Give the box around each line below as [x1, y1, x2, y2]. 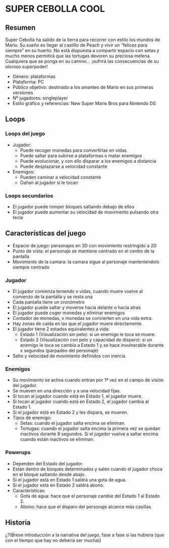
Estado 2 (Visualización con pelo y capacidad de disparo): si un [20, 337, 152, 343]
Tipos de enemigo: [12, 415, 52, 421]
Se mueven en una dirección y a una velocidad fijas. [12, 388, 121, 394]
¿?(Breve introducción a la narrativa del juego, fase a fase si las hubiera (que [5, 532, 164, 538]
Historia [5, 518, 31, 527]
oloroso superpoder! [5, 64, 48, 69]
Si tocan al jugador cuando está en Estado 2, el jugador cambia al [12, 398, 149, 405]
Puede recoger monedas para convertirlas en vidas [20, 147, 127, 153]
